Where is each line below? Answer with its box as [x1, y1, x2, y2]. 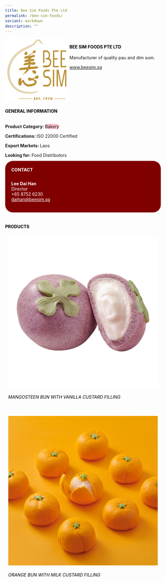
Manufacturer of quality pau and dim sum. [69, 55, 155, 61]
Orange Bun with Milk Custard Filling [8, 572, 101, 578]
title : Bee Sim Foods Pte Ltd [5, 8, 68, 13]
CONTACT [11, 166, 33, 172]
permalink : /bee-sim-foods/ [5, 13, 63, 18]
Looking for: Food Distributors [5, 152, 67, 158]
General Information [5, 108, 58, 114]
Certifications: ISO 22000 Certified [5, 133, 78, 139]
